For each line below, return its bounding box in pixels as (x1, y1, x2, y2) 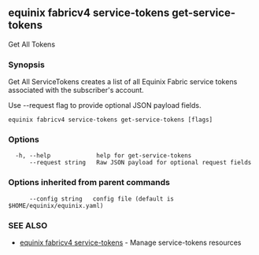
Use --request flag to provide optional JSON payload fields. (8, 101, 202, 110)
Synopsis (8, 59, 45, 70)
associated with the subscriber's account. (8, 86, 144, 95)
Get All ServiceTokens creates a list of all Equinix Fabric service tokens (8, 77, 238, 87)
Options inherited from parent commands (8, 177, 171, 188)
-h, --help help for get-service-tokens (15, 152, 192, 160)
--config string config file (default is (28, 194, 175, 203)
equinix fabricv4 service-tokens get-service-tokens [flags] (8, 116, 213, 124)
